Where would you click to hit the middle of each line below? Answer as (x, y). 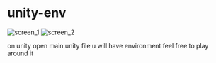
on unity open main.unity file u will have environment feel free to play (108, 45)
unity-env (37, 13)
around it (21, 53)
